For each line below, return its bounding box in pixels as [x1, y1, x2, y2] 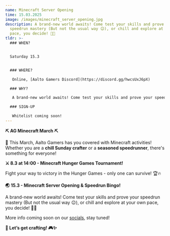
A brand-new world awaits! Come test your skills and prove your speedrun [5, 194, 160, 200]
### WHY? [10, 86, 28, 91]
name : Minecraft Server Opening [5, 7, 73, 13]
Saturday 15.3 [10, 54, 39, 59]
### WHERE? [10, 68, 33, 73]
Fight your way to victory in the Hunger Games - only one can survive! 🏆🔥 [5, 170, 161, 176]
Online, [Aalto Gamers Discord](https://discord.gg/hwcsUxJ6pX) [12, 77, 151, 82]
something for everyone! [5, 150, 57, 156]
